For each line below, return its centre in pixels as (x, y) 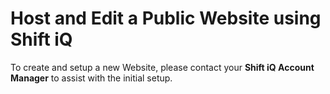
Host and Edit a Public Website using (166, 18)
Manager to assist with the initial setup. (91, 78)
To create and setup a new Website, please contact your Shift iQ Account (162, 67)
